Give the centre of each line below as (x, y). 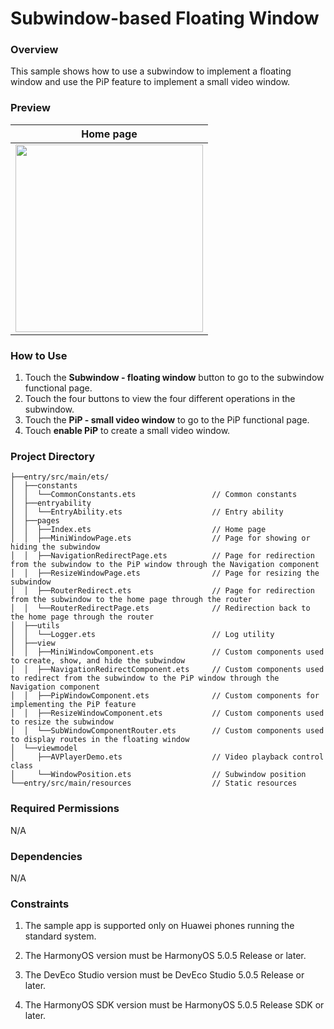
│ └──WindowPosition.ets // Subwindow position (158, 775)
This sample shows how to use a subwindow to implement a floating (151, 71)
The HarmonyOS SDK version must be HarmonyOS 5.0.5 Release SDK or (174, 1005)
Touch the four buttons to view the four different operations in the (160, 399)
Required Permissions (65, 809)
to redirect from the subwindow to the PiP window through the (145, 678)
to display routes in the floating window (100, 740)
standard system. (60, 936)
